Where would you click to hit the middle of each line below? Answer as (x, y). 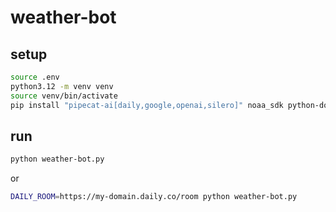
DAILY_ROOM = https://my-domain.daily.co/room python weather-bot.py (154, 197)
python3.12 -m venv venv (62, 86)
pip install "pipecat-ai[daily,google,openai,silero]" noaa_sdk (147, 105)
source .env (35, 77)
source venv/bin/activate (64, 96)
